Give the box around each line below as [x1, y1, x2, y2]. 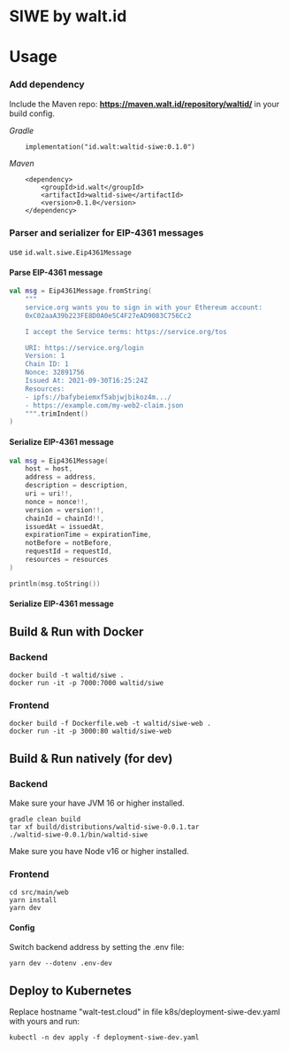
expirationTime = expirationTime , [25, 530, 152, 540]
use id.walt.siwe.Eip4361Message [9, 246, 133, 257]
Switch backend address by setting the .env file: [9, 942, 185, 953]
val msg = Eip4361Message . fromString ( [9, 286, 152, 296]
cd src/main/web [9, 888, 69, 897]
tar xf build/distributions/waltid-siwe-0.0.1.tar [9, 822, 200, 831]
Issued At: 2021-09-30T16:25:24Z [25, 377, 148, 385]
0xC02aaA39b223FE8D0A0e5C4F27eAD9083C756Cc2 [25, 311, 192, 320]
